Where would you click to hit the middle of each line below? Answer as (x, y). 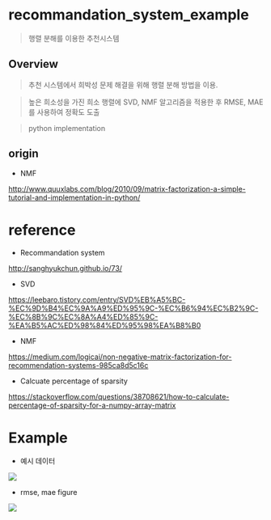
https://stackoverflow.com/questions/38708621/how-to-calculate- (119, 396)
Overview (34, 64)
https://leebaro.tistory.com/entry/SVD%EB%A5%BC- (97, 299)
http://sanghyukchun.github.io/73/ (66, 268)
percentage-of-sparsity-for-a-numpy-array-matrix (92, 405)
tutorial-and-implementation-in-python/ (74, 197)
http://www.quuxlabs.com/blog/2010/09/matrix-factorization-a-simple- (127, 188)
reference (42, 230)
